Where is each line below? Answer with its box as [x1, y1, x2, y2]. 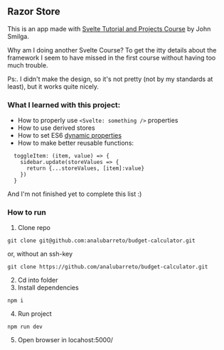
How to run [7, 207, 46, 217]
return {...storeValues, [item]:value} [26, 165, 144, 173]
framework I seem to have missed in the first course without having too [7, 53, 216, 62]
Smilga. [7, 32, 30, 40]
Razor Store [7, 6, 60, 18]
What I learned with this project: [7, 99, 121, 109]
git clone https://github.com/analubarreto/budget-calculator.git [7, 263, 208, 270]
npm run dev [7, 323, 43, 331]
